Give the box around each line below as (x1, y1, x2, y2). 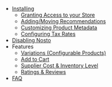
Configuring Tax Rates (20, 30, 76, 38)
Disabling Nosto (11, 37, 51, 44)
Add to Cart (20, 56, 49, 63)
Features (11, 43, 34, 50)
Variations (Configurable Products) (20, 49, 106, 56)
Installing (11, 5, 35, 12)
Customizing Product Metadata (20, 24, 97, 31)
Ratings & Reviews (20, 69, 67, 75)
